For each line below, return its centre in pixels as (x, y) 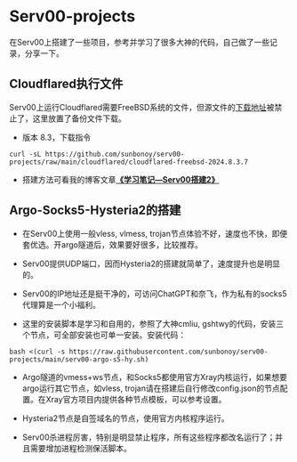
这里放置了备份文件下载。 (79, 118)
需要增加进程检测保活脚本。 (80, 448)
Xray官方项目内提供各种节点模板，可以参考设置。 (136, 399)
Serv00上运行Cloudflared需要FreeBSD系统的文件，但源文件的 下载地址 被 (142, 107)
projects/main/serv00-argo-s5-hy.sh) (79, 359)
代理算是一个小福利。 (61, 304)
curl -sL (25, 154)
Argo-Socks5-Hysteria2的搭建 (95, 211)
